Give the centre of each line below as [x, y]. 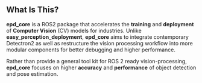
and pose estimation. [32, 73]
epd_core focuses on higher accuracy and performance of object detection [101, 67]
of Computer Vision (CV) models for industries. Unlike [74, 30]
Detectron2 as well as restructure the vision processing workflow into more [99, 43]
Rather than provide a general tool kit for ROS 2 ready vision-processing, [96, 61]
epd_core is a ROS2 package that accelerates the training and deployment [100, 24]
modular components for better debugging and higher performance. [91, 50]
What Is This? [33, 10]
